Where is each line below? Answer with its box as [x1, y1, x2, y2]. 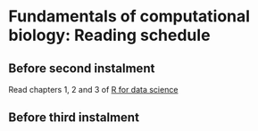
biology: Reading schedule [8, 25, 211, 45]
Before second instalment [8, 61, 155, 76]
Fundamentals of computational [8, 6, 251, 27]
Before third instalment [8, 110, 140, 126]
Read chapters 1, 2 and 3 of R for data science [8, 85, 179, 94]
